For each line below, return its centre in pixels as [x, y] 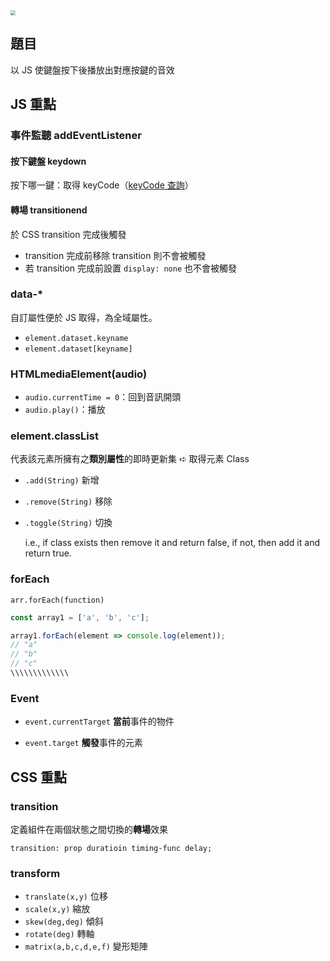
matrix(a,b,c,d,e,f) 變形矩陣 [86, 946]
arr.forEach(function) [57, 600]
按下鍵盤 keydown [48, 161]
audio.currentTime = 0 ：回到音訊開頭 [103, 397]
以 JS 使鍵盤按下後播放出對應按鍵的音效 [92, 70]
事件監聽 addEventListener [76, 136]
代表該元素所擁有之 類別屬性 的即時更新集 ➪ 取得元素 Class [130, 459]
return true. [48, 553]
